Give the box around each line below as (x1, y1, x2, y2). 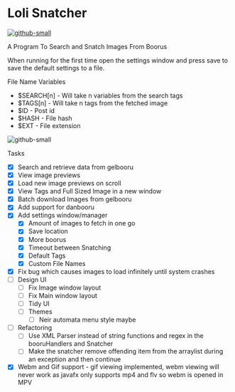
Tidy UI (28, 300, 50, 307)
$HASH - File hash (17, 114, 72, 122)
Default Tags (28, 251, 66, 260)
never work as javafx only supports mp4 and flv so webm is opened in (17, 371, 224, 379)
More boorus (28, 235, 67, 243)
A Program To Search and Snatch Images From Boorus (7, 42, 168, 51)
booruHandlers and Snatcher (28, 339, 114, 348)
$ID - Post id (17, 106, 55, 115)
